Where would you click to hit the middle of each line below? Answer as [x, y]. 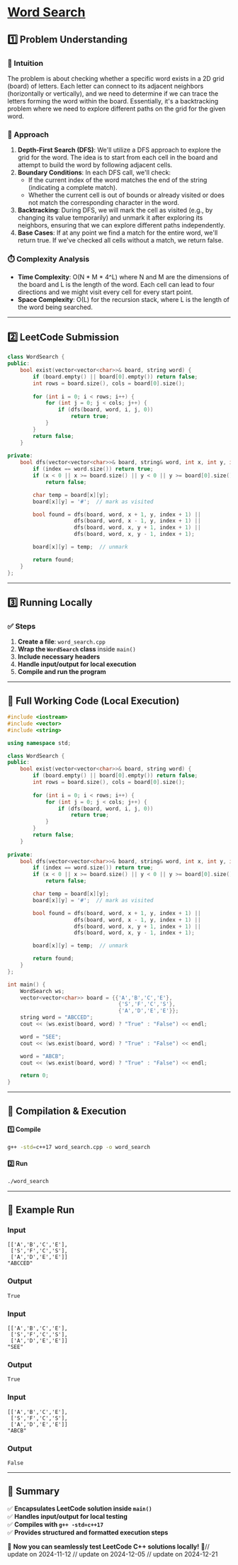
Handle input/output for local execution [77, 664]
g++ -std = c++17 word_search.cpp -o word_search [79, 1147]
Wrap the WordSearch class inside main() [76, 649]
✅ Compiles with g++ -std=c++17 [56, 1524]
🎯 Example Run [41, 1210]
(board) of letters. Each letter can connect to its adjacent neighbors [106, 86]
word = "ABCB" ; [42, 1056]
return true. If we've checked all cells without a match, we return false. [120, 240]
